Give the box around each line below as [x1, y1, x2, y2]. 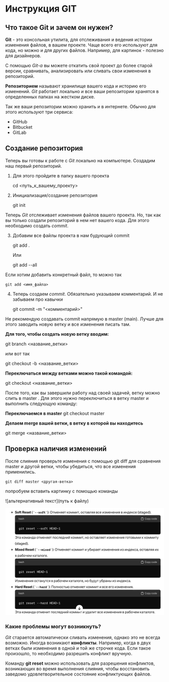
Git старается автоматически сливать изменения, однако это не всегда [5, 634, 160, 641]
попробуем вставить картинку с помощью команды [5, 488, 118, 494]
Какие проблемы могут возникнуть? [5, 623, 101, 630]
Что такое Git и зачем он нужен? [5, 23, 114, 32]
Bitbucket [12, 124, 33, 130]
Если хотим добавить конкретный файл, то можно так [5, 271, 122, 278]
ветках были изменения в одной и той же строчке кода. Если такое [5, 645, 151, 651]
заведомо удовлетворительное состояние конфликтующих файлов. [5, 671, 151, 677]
